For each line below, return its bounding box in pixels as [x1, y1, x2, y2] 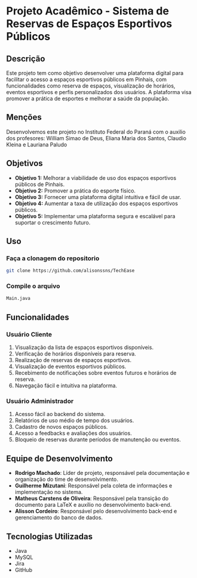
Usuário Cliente [6, 330, 53, 338]
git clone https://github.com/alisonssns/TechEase [6, 268, 135, 274]
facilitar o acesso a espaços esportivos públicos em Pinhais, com [6, 76, 167, 83]
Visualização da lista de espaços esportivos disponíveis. [14, 344, 154, 351]
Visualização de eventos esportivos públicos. [14, 363, 127, 370]
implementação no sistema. [14, 489, 83, 496]
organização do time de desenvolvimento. [14, 475, 118, 483]
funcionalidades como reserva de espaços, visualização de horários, [6, 82, 176, 89]
